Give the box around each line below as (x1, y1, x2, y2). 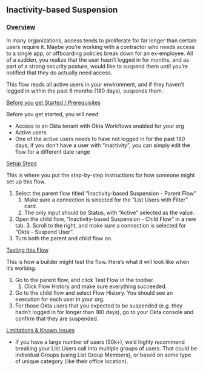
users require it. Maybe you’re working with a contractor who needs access (6, 43, 195, 50)
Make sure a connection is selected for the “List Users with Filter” (24, 196, 188, 203)
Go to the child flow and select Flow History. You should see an (15, 289, 173, 296)
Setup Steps (6, 160, 38, 167)
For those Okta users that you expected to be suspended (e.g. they (15, 302, 183, 309)
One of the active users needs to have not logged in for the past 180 (15, 135, 185, 142)
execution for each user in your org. (15, 295, 105, 303)
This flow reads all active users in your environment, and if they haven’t (6, 80, 185, 88)
